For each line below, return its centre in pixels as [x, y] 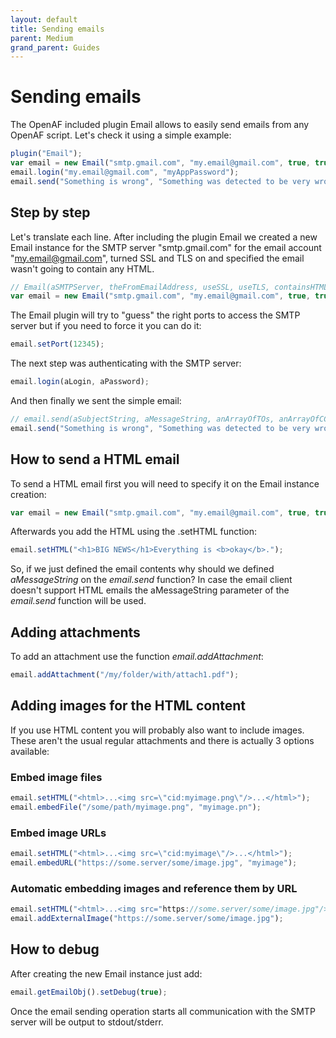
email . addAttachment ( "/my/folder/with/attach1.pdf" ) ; [125, 675]
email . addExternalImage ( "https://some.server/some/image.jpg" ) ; [147, 919]
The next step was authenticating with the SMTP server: [126, 363]
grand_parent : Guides [55, 47]
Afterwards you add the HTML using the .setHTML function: [133, 532]
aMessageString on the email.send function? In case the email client [151, 580]
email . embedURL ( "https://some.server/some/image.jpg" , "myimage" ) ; [154, 863]
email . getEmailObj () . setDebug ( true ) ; [89, 992]
